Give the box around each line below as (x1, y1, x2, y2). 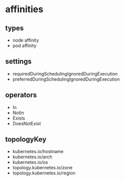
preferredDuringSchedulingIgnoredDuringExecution (12, 76, 120, 82)
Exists (12, 115, 25, 121)
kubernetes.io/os (12, 159, 48, 165)
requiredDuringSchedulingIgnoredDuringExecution (12, 70, 118, 77)
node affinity (12, 37, 39, 43)
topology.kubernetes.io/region (12, 170, 76, 176)
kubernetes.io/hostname (12, 149, 64, 155)
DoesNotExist (12, 120, 41, 126)
